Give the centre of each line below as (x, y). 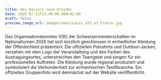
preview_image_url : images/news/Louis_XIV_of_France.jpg (64, 23)
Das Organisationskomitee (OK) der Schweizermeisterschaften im (70, 37)
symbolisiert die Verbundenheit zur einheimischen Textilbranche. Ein (73, 67)
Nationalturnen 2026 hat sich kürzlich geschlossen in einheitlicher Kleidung (80, 42)
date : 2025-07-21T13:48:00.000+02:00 (43, 14)
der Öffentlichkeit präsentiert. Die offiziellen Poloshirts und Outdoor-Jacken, (81, 47)
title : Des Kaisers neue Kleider (39, 9)
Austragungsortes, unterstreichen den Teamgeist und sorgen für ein (73, 57)
